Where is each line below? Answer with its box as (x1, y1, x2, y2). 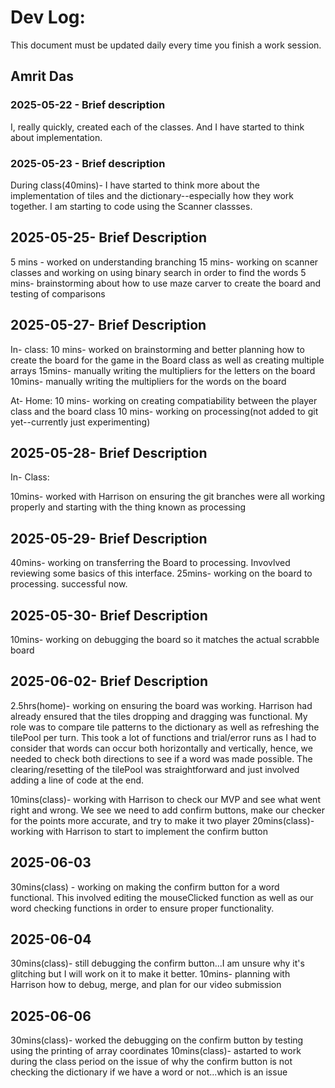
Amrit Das (10, 68, 74, 85)
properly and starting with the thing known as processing (10, 501, 247, 513)
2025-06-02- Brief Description (10, 673, 209, 690)
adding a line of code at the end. (10, 774, 145, 786)
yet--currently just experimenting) (10, 416, 151, 428)
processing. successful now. (10, 578, 128, 590)
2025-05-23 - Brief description (10, 156, 166, 170)
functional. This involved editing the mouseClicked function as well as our (10, 891, 314, 903)
